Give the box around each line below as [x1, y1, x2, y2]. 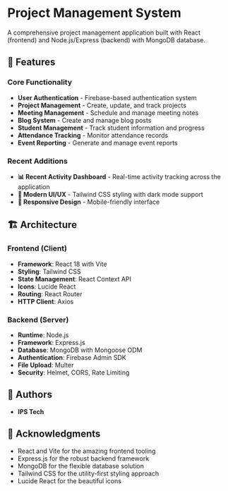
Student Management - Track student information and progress [17, 123, 205, 132]
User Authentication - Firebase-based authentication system [17, 93, 197, 102]
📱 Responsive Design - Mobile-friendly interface [17, 198, 160, 206]
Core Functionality [7, 78, 73, 87]
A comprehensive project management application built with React [7, 28, 201, 37]
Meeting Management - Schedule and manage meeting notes [17, 108, 199, 117]
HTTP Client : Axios [17, 297, 74, 305]
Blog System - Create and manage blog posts [17, 116, 152, 124]
